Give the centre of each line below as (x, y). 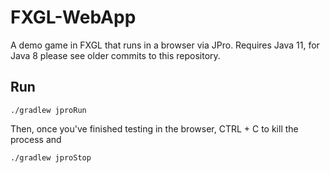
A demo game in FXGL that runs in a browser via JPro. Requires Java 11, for (165, 45)
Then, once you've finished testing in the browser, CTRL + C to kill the (154, 128)
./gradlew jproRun (48, 110)
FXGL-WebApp (73, 17)
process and (36, 139)
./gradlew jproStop (51, 157)
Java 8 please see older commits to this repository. (115, 55)
